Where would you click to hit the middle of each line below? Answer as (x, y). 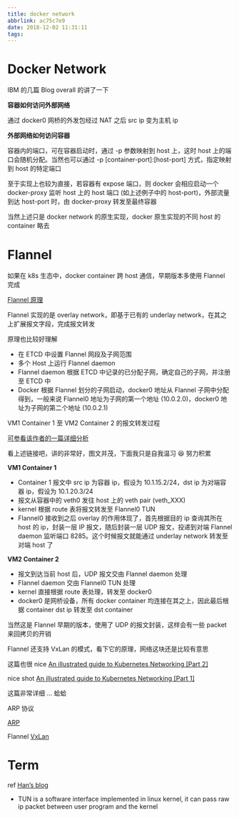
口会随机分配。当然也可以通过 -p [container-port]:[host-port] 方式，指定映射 (119, 160)
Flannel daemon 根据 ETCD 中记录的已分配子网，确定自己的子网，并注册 (124, 372)
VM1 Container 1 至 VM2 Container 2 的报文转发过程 (84, 423)
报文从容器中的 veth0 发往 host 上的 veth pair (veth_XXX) (102, 500)
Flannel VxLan (28, 737)
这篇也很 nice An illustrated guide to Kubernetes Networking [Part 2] (108, 664)
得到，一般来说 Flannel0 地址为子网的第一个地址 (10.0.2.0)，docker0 (118, 399)
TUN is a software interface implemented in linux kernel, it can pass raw (123, 799)
